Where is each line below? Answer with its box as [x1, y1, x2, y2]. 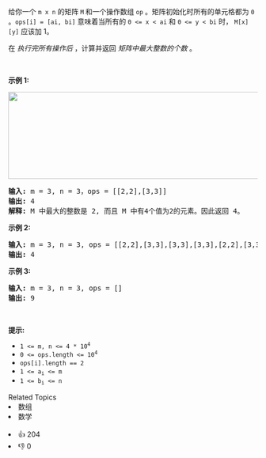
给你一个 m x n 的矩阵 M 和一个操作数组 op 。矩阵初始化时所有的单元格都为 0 [8, 7, 255, 16]
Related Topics [8, 392, 57, 402]
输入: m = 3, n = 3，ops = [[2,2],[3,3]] [8, 187, 168, 195]
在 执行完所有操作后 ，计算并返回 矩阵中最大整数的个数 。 [8, 44, 196, 53]
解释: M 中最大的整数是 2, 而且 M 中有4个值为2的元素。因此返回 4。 [8, 206, 245, 215]
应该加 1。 [21, 27, 54, 36]
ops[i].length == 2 [19, 359, 85, 367]
